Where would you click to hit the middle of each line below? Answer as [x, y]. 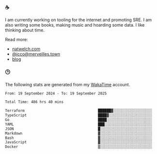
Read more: [16, 40]
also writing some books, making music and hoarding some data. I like [75, 25]
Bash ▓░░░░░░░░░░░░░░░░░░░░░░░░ [78, 138]
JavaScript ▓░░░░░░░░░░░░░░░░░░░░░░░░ [78, 142]
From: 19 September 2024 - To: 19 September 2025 [56, 93]
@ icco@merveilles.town [36, 54]
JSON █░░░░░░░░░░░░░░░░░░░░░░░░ [78, 129]
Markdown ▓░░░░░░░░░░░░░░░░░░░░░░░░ [78, 133]
